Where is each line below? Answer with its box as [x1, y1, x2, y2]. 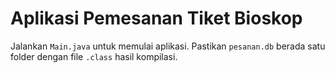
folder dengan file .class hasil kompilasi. [10, 50, 178, 62]
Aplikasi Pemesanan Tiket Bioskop [10, 7, 303, 30]
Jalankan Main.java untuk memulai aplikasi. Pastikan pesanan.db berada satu [10, 40, 326, 52]
